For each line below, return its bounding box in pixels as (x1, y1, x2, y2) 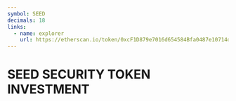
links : (7, 23, 27, 30)
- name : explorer (13, 29, 65, 37)
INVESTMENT (7, 81, 90, 97)
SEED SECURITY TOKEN (7, 67, 151, 83)
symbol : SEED (7, 10, 46, 18)
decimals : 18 (7, 17, 46, 24)
